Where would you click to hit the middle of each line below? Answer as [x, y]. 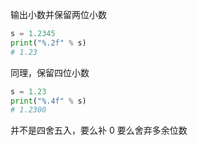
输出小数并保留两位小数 [58, 14]
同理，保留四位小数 [50, 72]
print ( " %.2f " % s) [48, 43]
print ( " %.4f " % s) [48, 101]
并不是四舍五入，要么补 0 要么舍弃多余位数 [99, 130]
